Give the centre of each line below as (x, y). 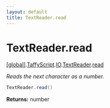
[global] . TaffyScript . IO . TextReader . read (55, 65)
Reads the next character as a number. (55, 76)
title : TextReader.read (36, 18)
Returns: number (28, 99)
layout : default (27, 12)
